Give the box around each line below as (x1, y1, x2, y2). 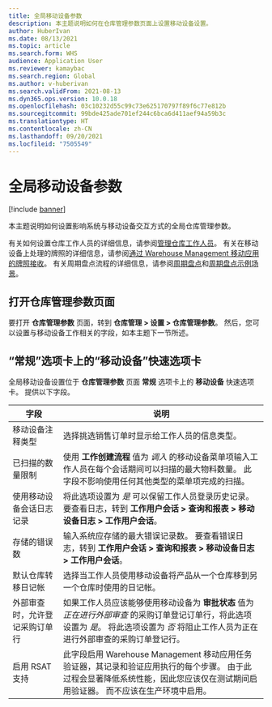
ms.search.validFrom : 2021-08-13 (8, 87, 121, 96)
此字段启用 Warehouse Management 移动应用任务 (63, 649, 253, 660)
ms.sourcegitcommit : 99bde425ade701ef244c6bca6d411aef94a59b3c (8, 110, 227, 118)
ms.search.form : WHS (8, 49, 79, 57)
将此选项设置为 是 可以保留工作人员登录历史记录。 (63, 491, 254, 502)
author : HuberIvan (8, 27, 70, 35)
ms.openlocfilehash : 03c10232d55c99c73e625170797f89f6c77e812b (8, 102, 227, 110)
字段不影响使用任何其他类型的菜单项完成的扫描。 (63, 475, 250, 487)
